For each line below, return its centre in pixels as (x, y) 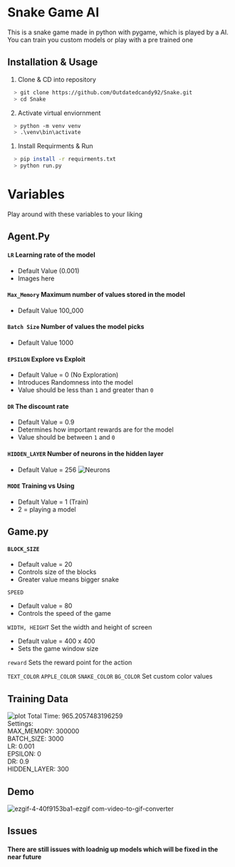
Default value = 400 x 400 (56, 641)
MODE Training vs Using (41, 486)
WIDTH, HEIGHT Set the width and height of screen (80, 627)
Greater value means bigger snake (68, 579)
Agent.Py (29, 237)
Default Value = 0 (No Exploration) (68, 375)
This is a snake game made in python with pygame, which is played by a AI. (118, 32)
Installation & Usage (53, 62)
